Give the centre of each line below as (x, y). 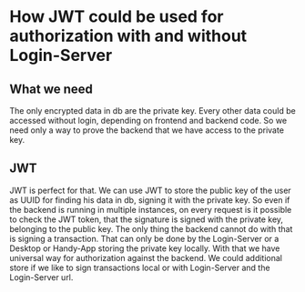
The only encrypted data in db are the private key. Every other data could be (152, 111)
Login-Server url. (41, 277)
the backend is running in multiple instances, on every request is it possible (151, 209)
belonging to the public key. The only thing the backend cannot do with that (151, 228)
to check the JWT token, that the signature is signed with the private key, (147, 219)
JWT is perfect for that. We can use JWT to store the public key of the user (150, 190)
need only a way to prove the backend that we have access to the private (147, 130)
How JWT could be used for (117, 17)
